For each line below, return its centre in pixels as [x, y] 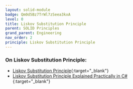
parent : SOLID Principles [32, 28]
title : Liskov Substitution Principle [46, 24]
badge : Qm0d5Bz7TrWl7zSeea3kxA [38, 14]
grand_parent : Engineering [33, 33]
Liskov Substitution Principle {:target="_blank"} [60, 71]
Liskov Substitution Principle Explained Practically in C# [70, 76]
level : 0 [14, 19]
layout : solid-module [28, 10]
